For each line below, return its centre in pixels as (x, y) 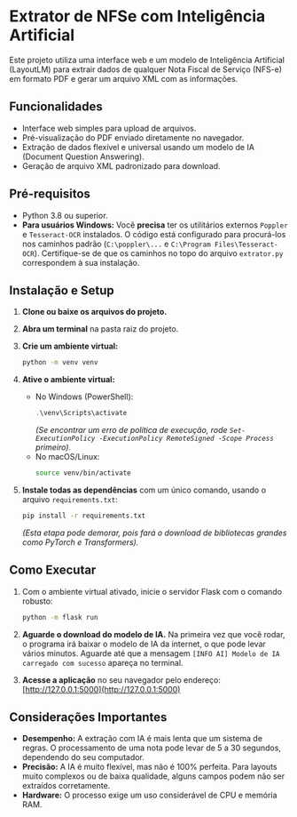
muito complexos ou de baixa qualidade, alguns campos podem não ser (153, 776)
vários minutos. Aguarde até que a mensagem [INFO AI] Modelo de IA (151, 653)
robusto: (37, 601)
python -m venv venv (60, 363)
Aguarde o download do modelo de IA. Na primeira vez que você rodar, (153, 634)
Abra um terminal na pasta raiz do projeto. (100, 329)
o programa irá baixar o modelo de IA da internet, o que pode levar (144, 644)
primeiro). (53, 447)
